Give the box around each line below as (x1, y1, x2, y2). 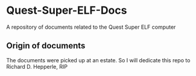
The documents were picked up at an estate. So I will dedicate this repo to (6, 56, 191, 63)
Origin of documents (6, 41, 86, 51)
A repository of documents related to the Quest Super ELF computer (6, 23, 176, 31)
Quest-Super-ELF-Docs (6, 4, 127, 17)
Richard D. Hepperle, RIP (6, 63, 68, 70)
